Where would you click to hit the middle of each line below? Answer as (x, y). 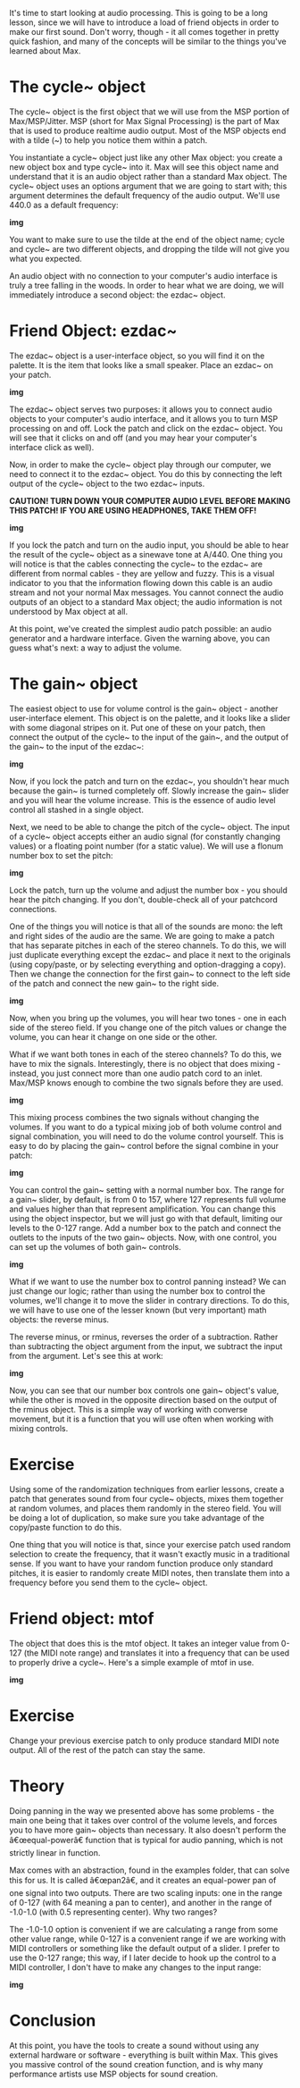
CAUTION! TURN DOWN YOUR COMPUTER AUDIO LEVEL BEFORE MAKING (150, 500)
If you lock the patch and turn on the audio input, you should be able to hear (149, 545)
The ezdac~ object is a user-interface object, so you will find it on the (137, 356)
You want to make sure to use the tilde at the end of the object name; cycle (147, 239)
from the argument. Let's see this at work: (86, 1355)
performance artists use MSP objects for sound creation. (114, 2074)
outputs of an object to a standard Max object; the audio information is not (146, 601)
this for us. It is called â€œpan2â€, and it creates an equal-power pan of (143, 1880)
